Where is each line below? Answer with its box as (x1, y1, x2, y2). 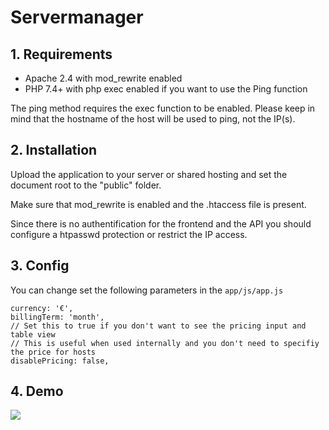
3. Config (10, 257, 70, 275)
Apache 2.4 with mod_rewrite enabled (24, 72, 183, 84)
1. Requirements (10, 46, 113, 63)
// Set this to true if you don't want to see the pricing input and (10, 321, 307, 331)
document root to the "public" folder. (10, 179, 162, 191)
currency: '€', (10, 303, 74, 313)
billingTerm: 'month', (10, 312, 105, 322)
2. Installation (10, 142, 98, 159)
